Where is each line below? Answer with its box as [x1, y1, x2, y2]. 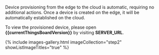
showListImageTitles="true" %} [5, 45, 69, 50]
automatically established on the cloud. [5, 15, 85, 20]
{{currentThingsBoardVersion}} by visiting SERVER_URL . [5, 30, 124, 35]
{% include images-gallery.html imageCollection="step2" [5, 39, 122, 45]
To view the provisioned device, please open [5, 24, 97, 30]
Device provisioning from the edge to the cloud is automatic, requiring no [5, 4, 155, 10]
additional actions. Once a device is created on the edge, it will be [5, 9, 140, 15]
